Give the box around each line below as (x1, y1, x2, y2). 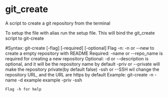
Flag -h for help (5, 86, 42, 91)
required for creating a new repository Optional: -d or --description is (5, 55, 149, 61)
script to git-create (5, 35, 44, 41)
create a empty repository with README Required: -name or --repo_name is (5, 50, 163, 56)
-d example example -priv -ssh (18, 77, 82, 83)
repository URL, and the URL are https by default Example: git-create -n (5, 71, 154, 77)
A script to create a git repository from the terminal (5, 20, 111, 26)
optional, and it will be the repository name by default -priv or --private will (5, 61, 160, 67)
